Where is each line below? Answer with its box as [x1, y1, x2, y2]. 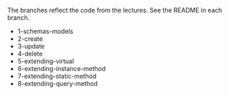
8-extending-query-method [17, 80, 98, 87]
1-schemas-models [17, 27, 74, 35]
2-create [17, 34, 44, 43]
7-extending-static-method [17, 72, 97, 80]
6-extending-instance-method [17, 65, 106, 72]
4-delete [17, 49, 44, 58]
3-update [17, 42, 45, 50]
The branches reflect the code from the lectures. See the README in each [7, 6, 223, 14]
